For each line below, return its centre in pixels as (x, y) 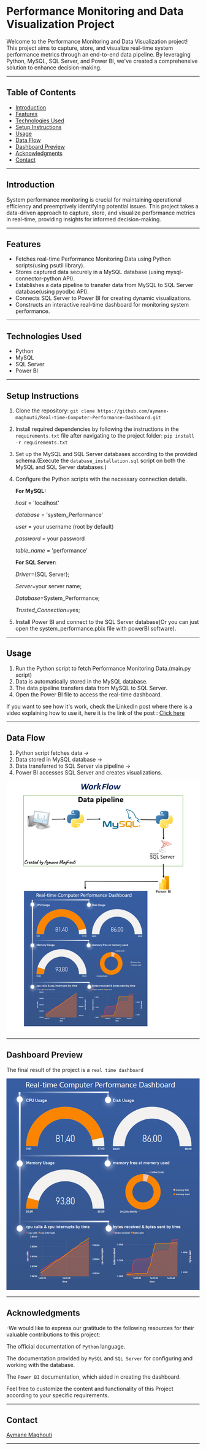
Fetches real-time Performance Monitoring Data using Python (93, 259)
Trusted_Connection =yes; (48, 610)
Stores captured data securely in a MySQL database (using (90, 272)
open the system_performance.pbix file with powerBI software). (96, 628)
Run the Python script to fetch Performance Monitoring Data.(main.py (103, 668)
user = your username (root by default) (64, 526)
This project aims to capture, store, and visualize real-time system (90, 48)
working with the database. (41, 1365)
